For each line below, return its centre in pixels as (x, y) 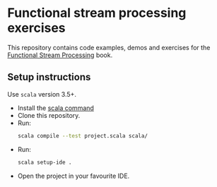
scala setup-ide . (45, 162)
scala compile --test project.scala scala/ (83, 135)
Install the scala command (55, 108)
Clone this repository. (49, 115)
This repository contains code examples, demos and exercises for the (109, 47)
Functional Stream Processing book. (60, 55)
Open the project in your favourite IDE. (74, 176)
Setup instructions (49, 77)
